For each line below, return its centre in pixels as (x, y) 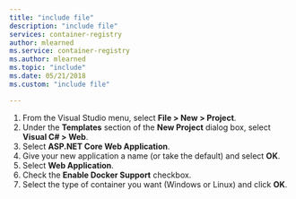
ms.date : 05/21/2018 (48, 76)
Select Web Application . (68, 165)
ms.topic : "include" (48, 68)
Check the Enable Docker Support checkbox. (107, 175)
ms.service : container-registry (70, 51)
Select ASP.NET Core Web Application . (96, 146)
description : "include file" (64, 26)
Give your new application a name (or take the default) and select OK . (151, 156)
